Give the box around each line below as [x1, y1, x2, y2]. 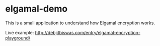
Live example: [5, 29, 34, 35]
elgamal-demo [5, 3, 68, 15]
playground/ [5, 35, 31, 41]
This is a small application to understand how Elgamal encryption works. [5, 20, 155, 26]
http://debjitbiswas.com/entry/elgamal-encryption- [35, 29, 141, 35]
